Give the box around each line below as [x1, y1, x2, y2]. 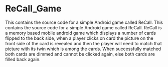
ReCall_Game [5, 3, 62, 14]
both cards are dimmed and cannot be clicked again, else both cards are [5, 51, 155, 57]
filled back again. [5, 56, 41, 62]
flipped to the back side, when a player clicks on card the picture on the [5, 35, 154, 41]
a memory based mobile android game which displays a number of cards [5, 30, 156, 36]
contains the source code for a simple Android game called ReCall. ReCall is [5, 24, 162, 30]
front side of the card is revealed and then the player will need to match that [5, 40, 162, 46]
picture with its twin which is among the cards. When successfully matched [5, 46, 161, 52]
